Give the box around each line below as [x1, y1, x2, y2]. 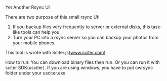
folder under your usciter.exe [5, 70, 66, 76]
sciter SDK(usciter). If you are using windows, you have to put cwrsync [5, 65, 153, 70]
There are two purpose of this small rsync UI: [5, 14, 100, 20]
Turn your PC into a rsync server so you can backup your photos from [12, 35, 159, 40]
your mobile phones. [12, 40, 56, 46]
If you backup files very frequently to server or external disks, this [12, 24, 150, 30]
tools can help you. [21, 29, 61, 35]
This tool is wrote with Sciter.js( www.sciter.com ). [5, 50, 107, 55]
